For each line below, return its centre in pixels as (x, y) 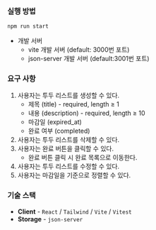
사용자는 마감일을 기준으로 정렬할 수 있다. (74, 175)
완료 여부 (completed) (59, 131)
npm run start (28, 26)
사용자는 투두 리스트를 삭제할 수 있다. (68, 140)
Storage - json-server (50, 219)
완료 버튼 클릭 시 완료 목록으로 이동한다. (83, 158)
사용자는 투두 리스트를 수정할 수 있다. (68, 166)
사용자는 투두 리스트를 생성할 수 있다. (68, 95)
